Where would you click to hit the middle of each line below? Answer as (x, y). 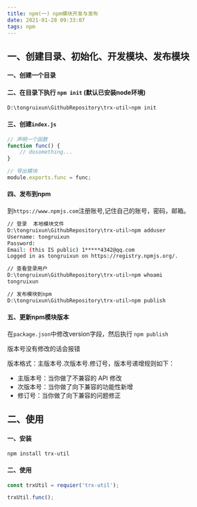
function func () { (34, 146)
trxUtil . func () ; (31, 498)
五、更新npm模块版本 (38, 317)
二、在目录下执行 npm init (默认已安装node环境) (76, 92)
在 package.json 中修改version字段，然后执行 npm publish (88, 334)
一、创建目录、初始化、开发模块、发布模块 (98, 56)
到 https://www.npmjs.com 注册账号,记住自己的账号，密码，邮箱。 (98, 211)
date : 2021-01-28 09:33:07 (46, 20)
